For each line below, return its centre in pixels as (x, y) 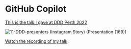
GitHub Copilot (36, 9)
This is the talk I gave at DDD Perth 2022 (46, 22)
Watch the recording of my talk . (37, 41)
